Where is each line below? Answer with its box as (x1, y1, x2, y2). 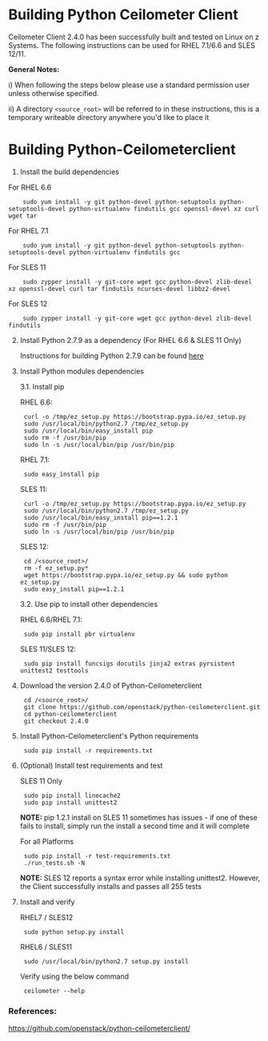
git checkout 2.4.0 (23, 717, 89, 725)
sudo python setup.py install (23, 927, 125, 936)
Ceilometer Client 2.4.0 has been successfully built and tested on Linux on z (8, 32, 260, 42)
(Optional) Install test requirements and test (19, 760, 163, 770)
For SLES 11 (8, 262, 46, 272)
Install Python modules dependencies (19, 366, 144, 376)
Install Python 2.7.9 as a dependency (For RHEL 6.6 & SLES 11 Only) (19, 335, 242, 345)
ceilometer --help (23, 987, 86, 995)
